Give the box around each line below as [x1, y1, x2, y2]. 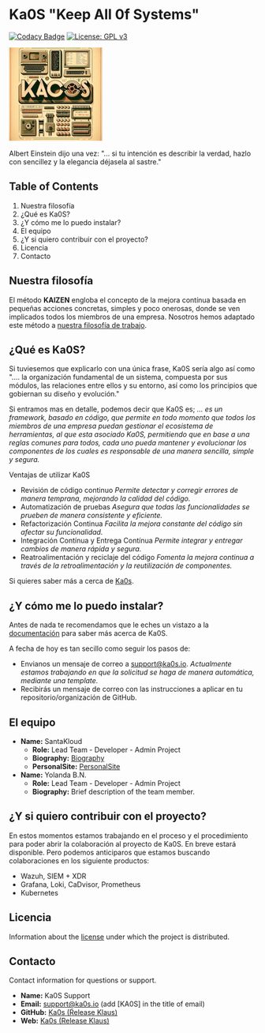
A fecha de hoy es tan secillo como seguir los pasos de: [9, 644, 191, 653]
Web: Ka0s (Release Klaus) [20, 1016, 110, 1026]
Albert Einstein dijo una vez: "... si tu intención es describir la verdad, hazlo [9, 148, 252, 158]
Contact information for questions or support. [9, 975, 157, 985]
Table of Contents [9, 180, 99, 193]
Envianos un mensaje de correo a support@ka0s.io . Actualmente [20, 659, 232, 669]
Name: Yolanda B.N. [20, 770, 87, 779]
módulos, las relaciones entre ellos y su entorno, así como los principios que [9, 381, 258, 390]
